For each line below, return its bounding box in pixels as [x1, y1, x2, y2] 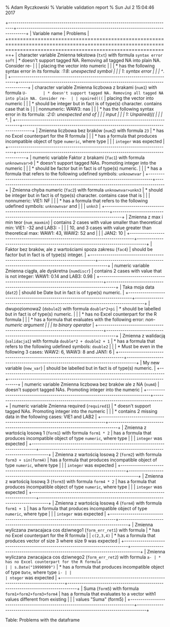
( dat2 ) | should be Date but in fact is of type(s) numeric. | [5, 290, 124, 295]
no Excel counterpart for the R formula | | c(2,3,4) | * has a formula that [5, 532, 156, 538]
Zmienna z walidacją [122, 333, 165, 338]
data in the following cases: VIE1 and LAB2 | [5, 414, 97, 420]
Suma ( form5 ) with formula [83, 585, 139, 591]
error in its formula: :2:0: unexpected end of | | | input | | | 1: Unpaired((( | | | [5, 111, 163, 117]
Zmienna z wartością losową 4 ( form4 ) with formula [55, 500, 162, 506]
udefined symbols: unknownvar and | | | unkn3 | [5, 203, 101, 209]
